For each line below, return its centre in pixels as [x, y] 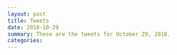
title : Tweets [29, 21]
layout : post [27, 14]
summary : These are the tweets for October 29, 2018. [89, 34]
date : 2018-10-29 [33, 27]
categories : [25, 41]
